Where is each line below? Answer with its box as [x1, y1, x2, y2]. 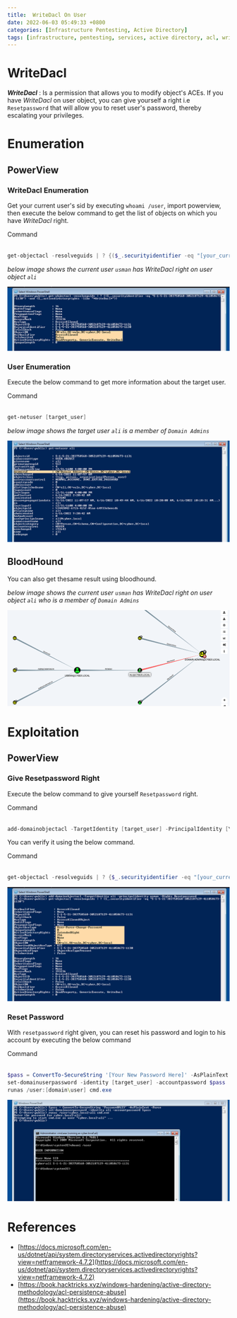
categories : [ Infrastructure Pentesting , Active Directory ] [7, 26, 188, 33]
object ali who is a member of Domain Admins [7, 595, 140, 604]
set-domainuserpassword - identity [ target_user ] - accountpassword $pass [7, 1079, 226, 1087]
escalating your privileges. [7, 111, 85, 120]
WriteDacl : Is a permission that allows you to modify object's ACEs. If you [7, 88, 224, 97]
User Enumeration [7, 362, 71, 372]
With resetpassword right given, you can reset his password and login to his [7, 1028, 226, 1037]
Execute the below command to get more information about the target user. [7, 378, 226, 386]
